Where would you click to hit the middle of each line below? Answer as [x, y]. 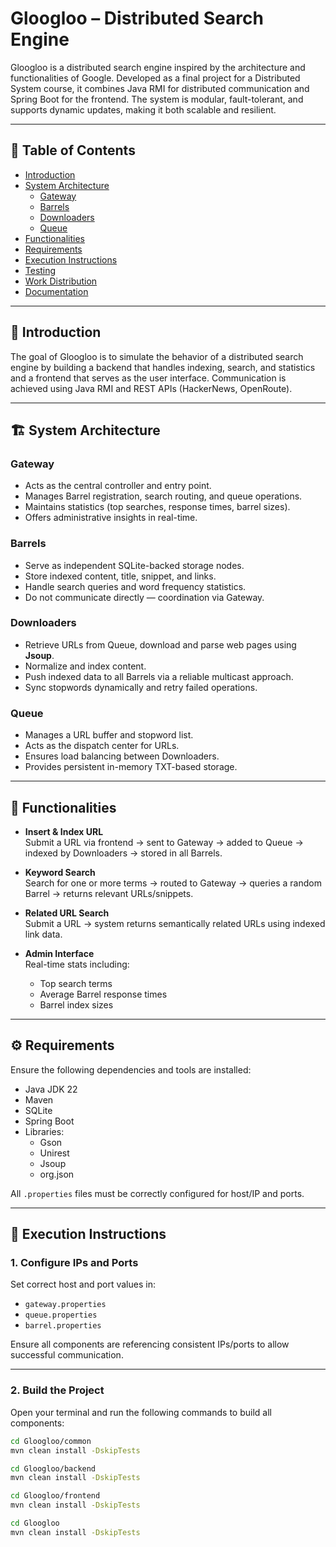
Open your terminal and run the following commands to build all [141, 1412]
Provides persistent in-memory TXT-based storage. [131, 767]
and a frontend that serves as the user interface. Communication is [148, 378]
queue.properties [61, 1315]
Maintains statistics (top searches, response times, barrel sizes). [157, 507]
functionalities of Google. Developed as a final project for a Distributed [155, 78]
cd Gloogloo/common [51, 1441]
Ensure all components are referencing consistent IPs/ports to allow [150, 1344]
